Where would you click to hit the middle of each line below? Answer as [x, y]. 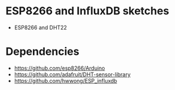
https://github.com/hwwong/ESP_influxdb [66, 80]
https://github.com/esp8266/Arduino [59, 68]
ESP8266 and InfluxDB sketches [87, 11]
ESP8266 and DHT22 [40, 27]
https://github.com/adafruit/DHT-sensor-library [72, 74]
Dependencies [42, 52]
